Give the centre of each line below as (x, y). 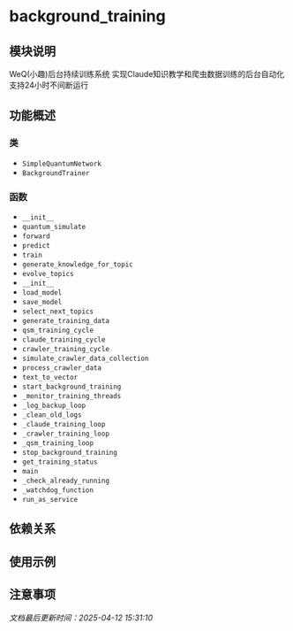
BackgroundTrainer (56, 173)
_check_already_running (66, 481)
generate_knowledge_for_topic (78, 264)
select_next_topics (58, 312)
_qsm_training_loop (58, 443)
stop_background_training (69, 452)
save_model (42, 302)
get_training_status (60, 462)
